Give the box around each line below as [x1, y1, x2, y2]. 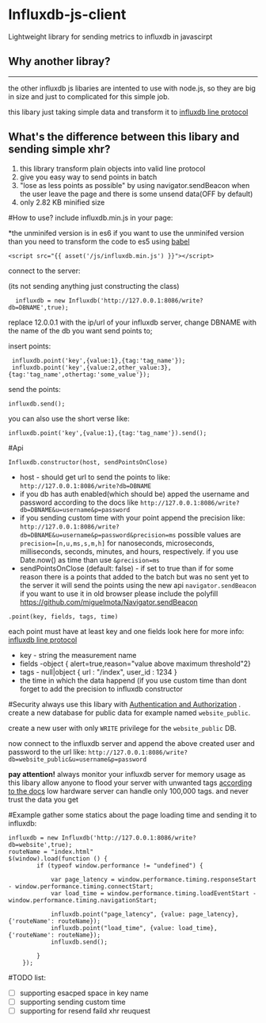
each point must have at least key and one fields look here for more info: [8, 626, 245, 636]
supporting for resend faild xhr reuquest [19, 1006, 150, 1015]
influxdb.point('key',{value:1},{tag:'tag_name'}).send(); [8, 429, 207, 437]
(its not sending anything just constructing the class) [8, 281, 180, 290]
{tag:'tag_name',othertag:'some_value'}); [8, 371, 150, 379]
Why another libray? [8, 55, 111, 68]
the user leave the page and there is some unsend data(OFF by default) [19, 189, 253, 198]
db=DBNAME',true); [8, 303, 69, 311]
